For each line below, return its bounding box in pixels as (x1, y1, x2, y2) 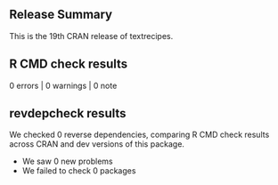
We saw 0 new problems (21, 156, 113, 167)
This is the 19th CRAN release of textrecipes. (9, 30, 174, 41)
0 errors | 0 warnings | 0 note (9, 80, 118, 91)
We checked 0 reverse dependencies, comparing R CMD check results (9, 129, 270, 141)
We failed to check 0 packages (21, 165, 136, 176)
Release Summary (9, 7, 113, 22)
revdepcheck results (9, 106, 127, 121)
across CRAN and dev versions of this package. (9, 139, 185, 149)
